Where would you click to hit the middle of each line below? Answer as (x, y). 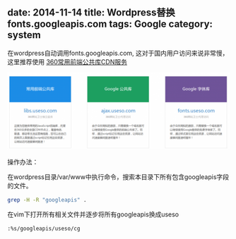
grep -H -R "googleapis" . (47, 200)
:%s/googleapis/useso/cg (44, 228)
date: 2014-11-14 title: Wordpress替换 (91, 13)
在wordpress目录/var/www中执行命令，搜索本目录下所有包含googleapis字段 (118, 177)
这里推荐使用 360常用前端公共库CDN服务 (67, 61)
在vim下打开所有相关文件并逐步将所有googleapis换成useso (93, 214)
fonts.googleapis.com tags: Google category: (110, 24)
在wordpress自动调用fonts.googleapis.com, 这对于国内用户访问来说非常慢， (118, 53)
